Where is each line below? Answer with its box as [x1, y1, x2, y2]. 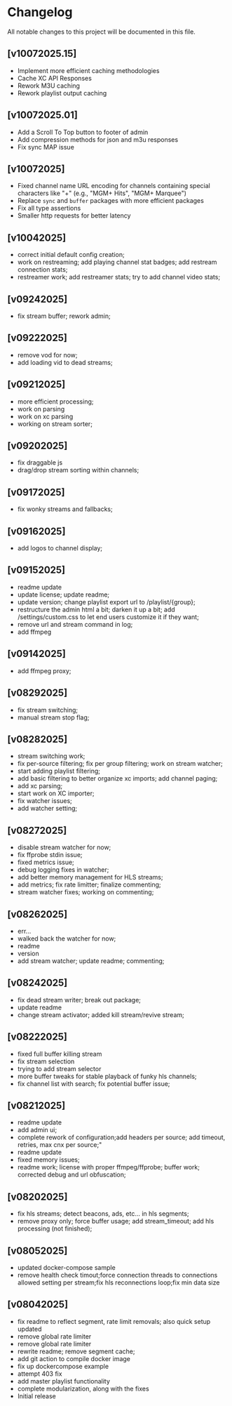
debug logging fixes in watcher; [17, 866, 109, 874]
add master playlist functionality [17, 1377, 111, 1385]
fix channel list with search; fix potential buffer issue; [17, 1079, 170, 1088]
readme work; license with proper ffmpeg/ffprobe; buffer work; [17, 1163, 200, 1172]
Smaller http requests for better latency [17, 211, 131, 220]
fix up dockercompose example [17, 1362, 109, 1370]
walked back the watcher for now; [17, 934, 116, 943]
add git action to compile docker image [17, 1354, 131, 1362]
